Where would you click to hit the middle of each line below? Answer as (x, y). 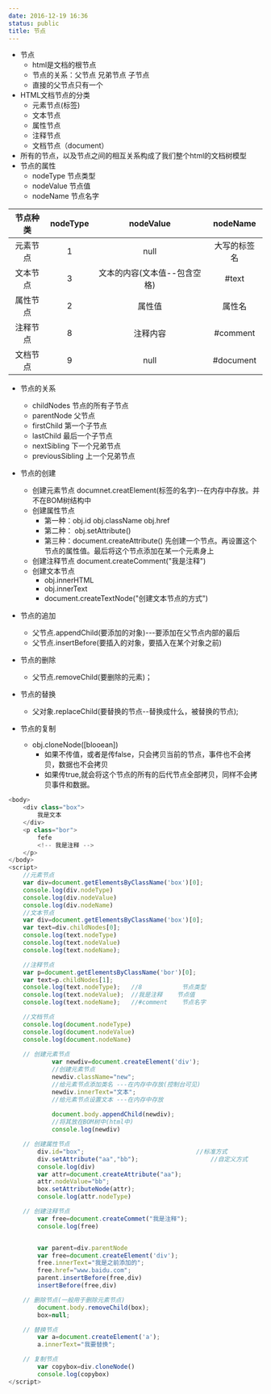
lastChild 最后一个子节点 (72, 436)
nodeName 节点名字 (65, 196)
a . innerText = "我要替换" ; (77, 1345)
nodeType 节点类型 (64, 176)
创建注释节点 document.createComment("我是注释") (119, 561)
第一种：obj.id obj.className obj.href (107, 521)
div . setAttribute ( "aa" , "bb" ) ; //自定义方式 (143, 1159)
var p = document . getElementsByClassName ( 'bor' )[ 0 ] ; (110, 972)
